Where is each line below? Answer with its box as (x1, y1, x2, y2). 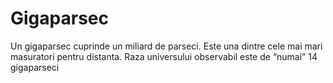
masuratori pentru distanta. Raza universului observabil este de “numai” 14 (10, 50, 318, 62)
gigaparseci (10, 61, 60, 73)
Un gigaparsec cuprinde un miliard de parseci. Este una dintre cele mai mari (10, 40, 323, 52)
